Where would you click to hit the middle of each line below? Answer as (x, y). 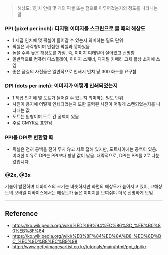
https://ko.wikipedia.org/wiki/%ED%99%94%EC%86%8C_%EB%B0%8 (86, 226)
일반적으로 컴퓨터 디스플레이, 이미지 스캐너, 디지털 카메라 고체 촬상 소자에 (84, 59)
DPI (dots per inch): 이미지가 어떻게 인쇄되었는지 (62, 86)
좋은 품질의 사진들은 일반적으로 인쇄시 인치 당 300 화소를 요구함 (74, 72)
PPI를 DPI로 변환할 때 (29, 137)
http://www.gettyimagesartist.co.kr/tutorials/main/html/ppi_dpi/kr (79, 247)
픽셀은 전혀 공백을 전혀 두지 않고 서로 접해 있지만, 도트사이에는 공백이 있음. (85, 149)
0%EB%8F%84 (28, 231)
